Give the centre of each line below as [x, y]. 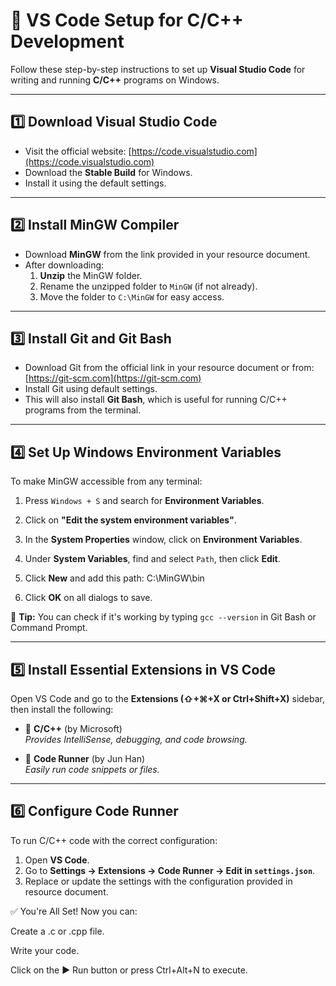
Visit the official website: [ [78, 151]
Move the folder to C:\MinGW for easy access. [132, 296]
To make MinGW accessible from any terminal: [106, 481]
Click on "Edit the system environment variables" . [130, 520]
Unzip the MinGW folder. [91, 275]
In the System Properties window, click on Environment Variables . [163, 540]
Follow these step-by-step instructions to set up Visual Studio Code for [158, 69]
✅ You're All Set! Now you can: [74, 911]
